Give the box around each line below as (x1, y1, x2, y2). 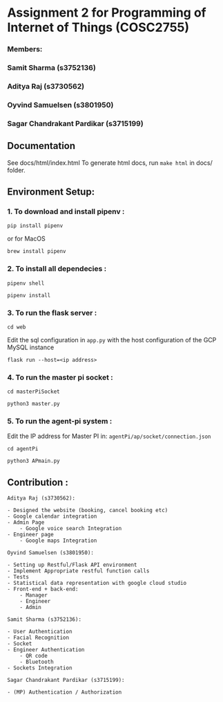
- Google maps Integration (19, 537, 97, 545)
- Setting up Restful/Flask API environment (7, 561, 137, 569)
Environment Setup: (7, 186, 95, 198)
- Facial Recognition (7, 634, 70, 642)
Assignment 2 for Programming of (7, 5, 206, 21)
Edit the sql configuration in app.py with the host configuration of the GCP (7, 335, 217, 344)
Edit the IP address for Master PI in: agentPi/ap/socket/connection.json (7, 432, 212, 441)
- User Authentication (7, 629, 72, 635)
